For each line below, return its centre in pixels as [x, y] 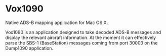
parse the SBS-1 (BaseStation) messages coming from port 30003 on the [81, 42]
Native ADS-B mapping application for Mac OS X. [57, 22]
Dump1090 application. [29, 48]
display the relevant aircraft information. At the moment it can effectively [80, 37]
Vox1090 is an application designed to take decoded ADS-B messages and [83, 32]
